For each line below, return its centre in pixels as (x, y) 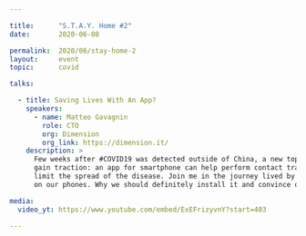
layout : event (44, 59)
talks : (22, 84)
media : (22, 201)
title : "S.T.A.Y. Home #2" (71, 25)
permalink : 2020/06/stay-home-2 (73, 51)
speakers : (45, 109)
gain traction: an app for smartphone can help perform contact (158, 168)
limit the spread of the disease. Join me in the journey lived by (164, 176)
